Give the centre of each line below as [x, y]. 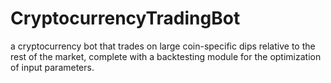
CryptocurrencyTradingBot [125, 18]
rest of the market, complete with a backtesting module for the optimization [166, 56]
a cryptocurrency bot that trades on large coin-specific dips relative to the [163, 46]
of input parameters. [52, 67]
